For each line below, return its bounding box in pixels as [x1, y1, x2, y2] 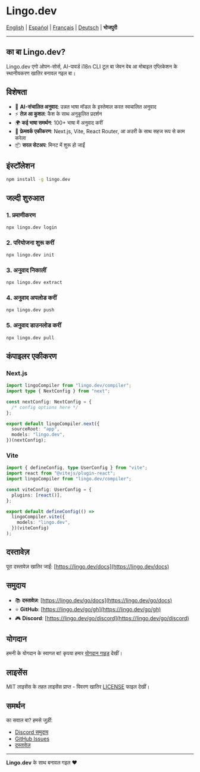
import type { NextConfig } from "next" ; [6, 388, 111, 394]
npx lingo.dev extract [6, 280, 62, 286]
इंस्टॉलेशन [6, 161, 35, 171]
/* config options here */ [11, 404, 79, 410]
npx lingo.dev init [6, 252, 55, 258]
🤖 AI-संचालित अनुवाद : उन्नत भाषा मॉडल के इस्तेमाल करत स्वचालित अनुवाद [14, 103, 157, 110]
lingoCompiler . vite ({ [11, 514, 65, 520]
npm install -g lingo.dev [6, 177, 70, 183]
